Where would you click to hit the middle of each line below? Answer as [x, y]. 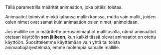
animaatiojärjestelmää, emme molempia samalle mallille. [63, 47]
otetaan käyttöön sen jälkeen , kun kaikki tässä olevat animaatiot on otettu [81, 37]
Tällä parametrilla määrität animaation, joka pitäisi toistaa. [64, 7]
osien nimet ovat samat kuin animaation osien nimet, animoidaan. [72, 22]
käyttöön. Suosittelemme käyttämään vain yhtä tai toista [63, 42]
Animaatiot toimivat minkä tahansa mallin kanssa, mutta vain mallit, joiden [80, 17]
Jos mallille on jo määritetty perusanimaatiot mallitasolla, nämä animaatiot [80, 31]
